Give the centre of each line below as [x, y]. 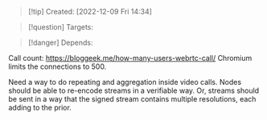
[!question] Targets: [61, 27]
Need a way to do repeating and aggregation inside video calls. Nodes [125, 82]
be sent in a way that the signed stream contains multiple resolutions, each [132, 99]
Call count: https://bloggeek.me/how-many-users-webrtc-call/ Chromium [130, 58]
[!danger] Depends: [60, 42]
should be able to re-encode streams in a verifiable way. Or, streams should [134, 90]
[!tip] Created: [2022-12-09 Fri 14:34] [90, 12]
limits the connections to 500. [58, 66]
